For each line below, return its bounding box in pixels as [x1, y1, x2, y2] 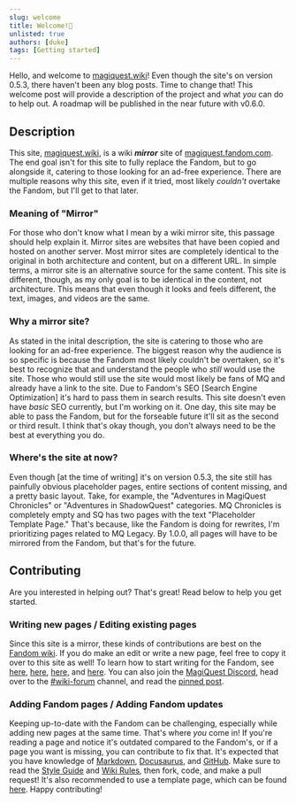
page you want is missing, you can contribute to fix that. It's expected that [9, 746, 279, 757]
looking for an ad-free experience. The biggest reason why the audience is [9, 344, 282, 355]
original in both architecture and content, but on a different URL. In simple [9, 256, 277, 266]
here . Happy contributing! [9, 784, 103, 795]
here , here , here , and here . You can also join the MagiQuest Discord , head [9, 666, 279, 677]
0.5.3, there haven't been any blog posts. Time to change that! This [9, 80, 254, 90]
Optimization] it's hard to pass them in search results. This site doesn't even [9, 391, 286, 403]
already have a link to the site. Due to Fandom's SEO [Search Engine [9, 382, 258, 393]
